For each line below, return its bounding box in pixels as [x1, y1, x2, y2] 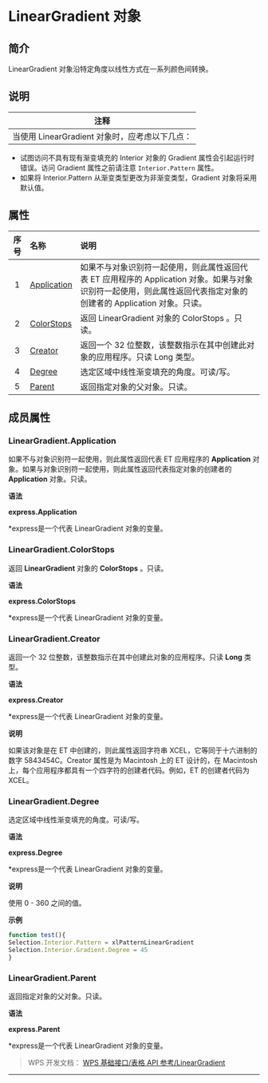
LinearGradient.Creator [8, 633, 100, 644]
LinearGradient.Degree [8, 796, 100, 807]
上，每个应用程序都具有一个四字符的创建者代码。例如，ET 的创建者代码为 [8, 765, 250, 775]
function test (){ [8, 931, 66, 939]
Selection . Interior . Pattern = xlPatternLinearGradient [8, 939, 195, 947]
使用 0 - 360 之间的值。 [8, 899, 86, 908]
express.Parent [8, 1025, 61, 1034]
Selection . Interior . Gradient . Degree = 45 [8, 946, 148, 954]
